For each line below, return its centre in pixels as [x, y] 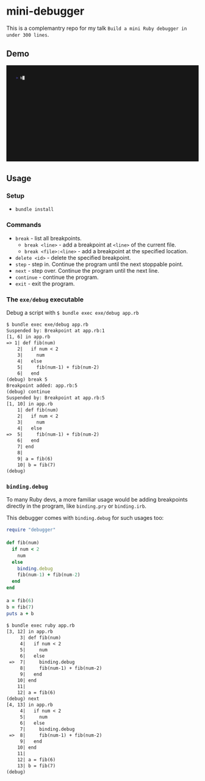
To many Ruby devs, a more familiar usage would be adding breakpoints [97, 500]
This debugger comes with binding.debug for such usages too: [85, 518]
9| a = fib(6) [35, 459]
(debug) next [23, 699]
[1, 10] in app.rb [30, 404]
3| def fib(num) [41, 638]
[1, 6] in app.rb [28, 337]
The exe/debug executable [45, 299]
